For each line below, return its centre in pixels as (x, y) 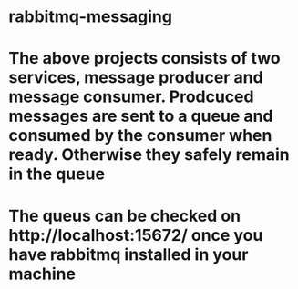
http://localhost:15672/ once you (136, 235)
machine (42, 274)
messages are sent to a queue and (141, 116)
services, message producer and (136, 78)
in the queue (57, 174)
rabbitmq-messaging (90, 17)
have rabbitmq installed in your (128, 254)
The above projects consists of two (144, 59)
